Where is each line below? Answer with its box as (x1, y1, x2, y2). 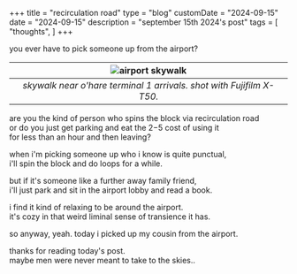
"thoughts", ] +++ (9, 27, 73, 36)
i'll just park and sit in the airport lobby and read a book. (9, 185, 213, 195)
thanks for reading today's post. (9, 246, 126, 255)
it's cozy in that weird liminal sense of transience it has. (9, 211, 210, 222)
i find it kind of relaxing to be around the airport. (9, 202, 184, 212)
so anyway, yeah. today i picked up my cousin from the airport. (9, 229, 239, 239)
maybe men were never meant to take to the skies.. (9, 255, 196, 265)
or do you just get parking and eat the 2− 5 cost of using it (9, 123, 219, 133)
